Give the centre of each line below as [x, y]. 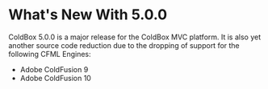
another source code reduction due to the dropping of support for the [124, 45]
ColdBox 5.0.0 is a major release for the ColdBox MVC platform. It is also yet [135, 37]
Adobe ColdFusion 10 [55, 78]
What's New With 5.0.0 [88, 15]
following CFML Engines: [50, 54]
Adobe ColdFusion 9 [54, 69]
